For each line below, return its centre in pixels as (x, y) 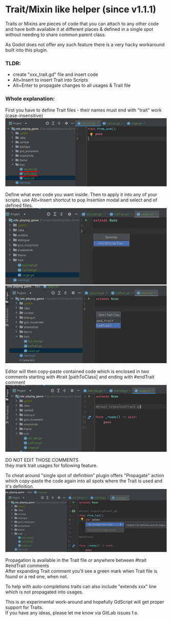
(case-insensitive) (24, 115)
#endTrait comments (27, 566)
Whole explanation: (30, 99)
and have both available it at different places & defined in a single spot (79, 29)
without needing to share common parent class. (56, 34)
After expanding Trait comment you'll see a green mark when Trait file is (81, 571)
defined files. (19, 205)
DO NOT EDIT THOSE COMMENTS (42, 460)
